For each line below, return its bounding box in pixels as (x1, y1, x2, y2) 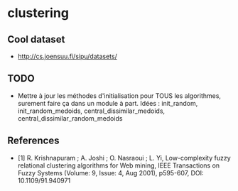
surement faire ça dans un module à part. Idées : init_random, (17, 99, 198, 107)
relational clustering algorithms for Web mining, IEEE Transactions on (17, 161, 220, 170)
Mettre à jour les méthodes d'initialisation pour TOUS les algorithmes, (17, 91, 222, 100)
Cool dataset (7, 33, 65, 45)
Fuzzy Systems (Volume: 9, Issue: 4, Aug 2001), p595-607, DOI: (17, 168, 204, 177)
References (7, 135, 60, 147)
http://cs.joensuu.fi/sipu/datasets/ (17, 52, 117, 60)
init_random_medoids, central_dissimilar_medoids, (17, 107, 166, 115)
